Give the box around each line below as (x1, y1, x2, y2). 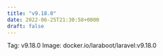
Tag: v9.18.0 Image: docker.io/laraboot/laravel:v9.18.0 (7, 42, 157, 50)
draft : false (7, 23, 45, 29)
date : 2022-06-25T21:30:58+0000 (7, 16, 99, 23)
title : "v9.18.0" (7, 10, 57, 17)
